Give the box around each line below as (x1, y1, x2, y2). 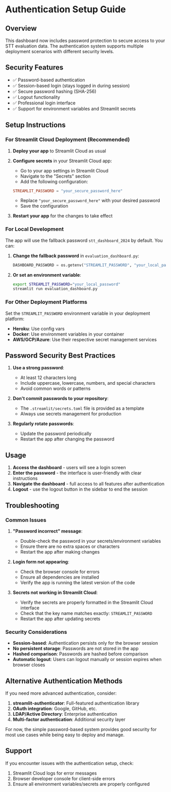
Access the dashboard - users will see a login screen (12, 465, 126, 471)
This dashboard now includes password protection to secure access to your (5, 37, 165, 43)
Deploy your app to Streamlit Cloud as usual (12, 147, 106, 154)
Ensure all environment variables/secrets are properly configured (12, 781, 150, 787)
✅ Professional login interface (12, 100, 76, 106)
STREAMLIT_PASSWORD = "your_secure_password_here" (12, 188, 123, 193)
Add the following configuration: (20, 178, 88, 185)
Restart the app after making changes (20, 548, 100, 555)
